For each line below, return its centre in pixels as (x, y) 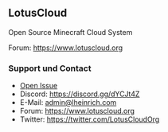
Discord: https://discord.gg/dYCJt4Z (80, 94)
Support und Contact (50, 68)
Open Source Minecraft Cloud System (70, 32)
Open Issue (39, 86)
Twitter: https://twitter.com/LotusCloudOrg (90, 119)
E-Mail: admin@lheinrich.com (68, 103)
